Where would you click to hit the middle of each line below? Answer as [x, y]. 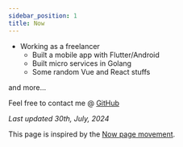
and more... [27, 87]
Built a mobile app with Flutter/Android [96, 55]
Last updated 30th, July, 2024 [59, 118]
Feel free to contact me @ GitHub [64, 103]
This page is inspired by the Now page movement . [92, 134]
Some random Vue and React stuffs [91, 71]
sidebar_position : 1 [43, 16]
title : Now [27, 23]
